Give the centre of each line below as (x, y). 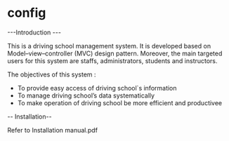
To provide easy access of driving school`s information (97, 88)
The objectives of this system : (52, 74)
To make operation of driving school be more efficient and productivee (120, 102)
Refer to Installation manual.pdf (53, 130)
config (27, 13)
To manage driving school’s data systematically (86, 95)
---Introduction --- (34, 32)
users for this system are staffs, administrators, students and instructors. (112, 60)
